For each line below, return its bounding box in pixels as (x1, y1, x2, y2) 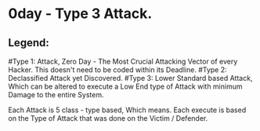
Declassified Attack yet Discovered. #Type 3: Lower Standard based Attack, (8, 74, 253, 82)
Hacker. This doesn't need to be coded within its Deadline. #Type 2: (8, 65, 227, 75)
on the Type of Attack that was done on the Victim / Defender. (8, 114, 208, 122)
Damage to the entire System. (8, 90, 104, 99)
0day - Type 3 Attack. (8, 5, 153, 23)
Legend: (8, 36, 49, 49)
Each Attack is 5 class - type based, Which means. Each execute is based (8, 105, 247, 115)
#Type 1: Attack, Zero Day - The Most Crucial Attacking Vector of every (8, 56, 238, 66)
